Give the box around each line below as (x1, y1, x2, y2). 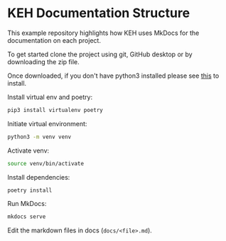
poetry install (7, 187, 53, 194)
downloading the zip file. (7, 57, 80, 66)
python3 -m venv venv (7, 133, 72, 140)
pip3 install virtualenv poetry (7, 106, 103, 113)
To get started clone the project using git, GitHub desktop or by (7, 50, 193, 58)
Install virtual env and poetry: (7, 93, 93, 101)
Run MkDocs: (7, 200, 47, 208)
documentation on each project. (7, 36, 102, 44)
